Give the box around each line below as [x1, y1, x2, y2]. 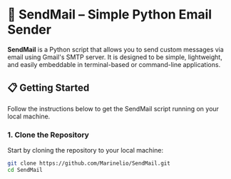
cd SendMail [7, 166, 43, 173]
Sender [7, 21, 52, 38]
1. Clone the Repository [7, 130, 89, 140]
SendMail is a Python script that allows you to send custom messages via [7, 45, 225, 53]
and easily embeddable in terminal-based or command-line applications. [7, 60, 221, 68]
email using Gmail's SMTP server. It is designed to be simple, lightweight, [7, 53, 222, 61]
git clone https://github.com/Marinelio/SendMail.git [7, 160, 171, 167]
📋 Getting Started [7, 82, 90, 94]
